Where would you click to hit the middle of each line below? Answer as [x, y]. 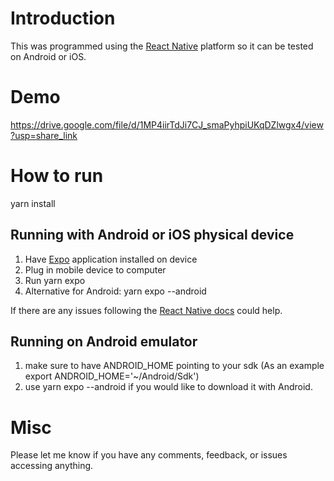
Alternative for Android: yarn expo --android [115, 291]
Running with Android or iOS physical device [152, 235]
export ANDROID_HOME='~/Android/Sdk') [112, 376]
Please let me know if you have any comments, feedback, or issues [149, 455]
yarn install [33, 203]
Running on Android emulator [104, 342]
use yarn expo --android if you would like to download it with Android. [168, 387]
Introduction [63, 18]
